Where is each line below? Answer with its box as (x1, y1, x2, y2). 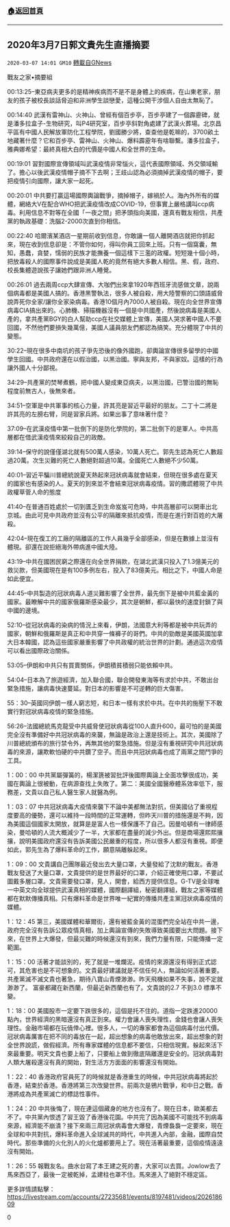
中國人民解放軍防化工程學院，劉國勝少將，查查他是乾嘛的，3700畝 (25, 128, 214, 136)
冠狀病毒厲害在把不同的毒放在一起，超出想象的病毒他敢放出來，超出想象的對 (7, 1032, 223, 1040)
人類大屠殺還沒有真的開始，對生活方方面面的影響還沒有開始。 (7, 1058, 181, 1067)
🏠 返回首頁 (7, 5, 44, 15)
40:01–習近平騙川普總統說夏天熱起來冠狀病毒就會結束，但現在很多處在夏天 (7, 471, 218, 479)
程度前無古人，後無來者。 (7, 387, 79, 395)
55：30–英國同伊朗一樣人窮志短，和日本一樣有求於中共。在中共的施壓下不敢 (7, 699, 223, 707)
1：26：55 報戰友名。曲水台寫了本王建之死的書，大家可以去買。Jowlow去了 (7, 1162, 222, 1170)
